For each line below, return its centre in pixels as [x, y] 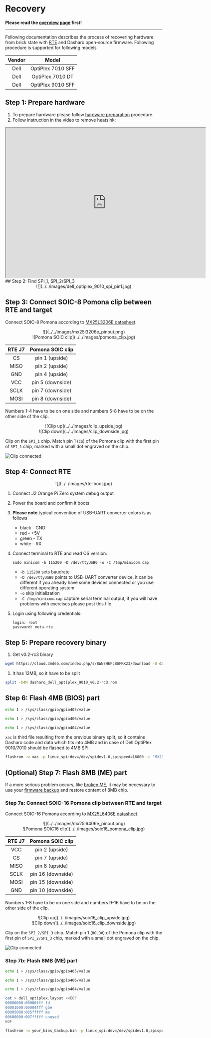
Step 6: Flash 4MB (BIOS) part [53, 698]
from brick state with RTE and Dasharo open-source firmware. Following [80, 42]
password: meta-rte [33, 627]
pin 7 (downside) [52, 390]
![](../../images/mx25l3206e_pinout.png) [84, 331]
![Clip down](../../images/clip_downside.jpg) [84, 431]
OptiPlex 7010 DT [53, 77]
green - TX [31, 538]
